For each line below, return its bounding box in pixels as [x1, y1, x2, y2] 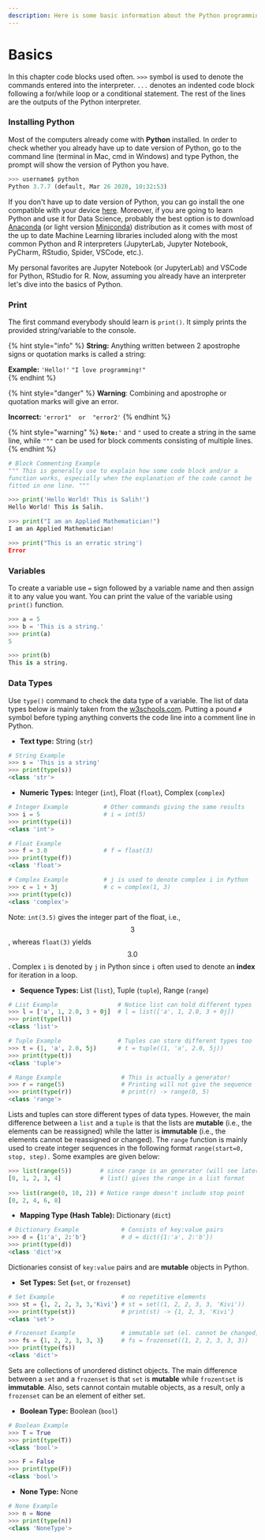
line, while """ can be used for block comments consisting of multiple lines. [8, 436, 253, 445]
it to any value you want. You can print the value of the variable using [8, 591, 233, 601]
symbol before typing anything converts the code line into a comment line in [8, 713, 256, 722]
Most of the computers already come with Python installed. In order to [8, 134, 237, 144]
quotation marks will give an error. [8, 396, 119, 406]
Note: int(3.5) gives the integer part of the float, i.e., [8, 912, 181, 921]
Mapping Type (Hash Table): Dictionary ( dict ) [19, 1211, 171, 1220]
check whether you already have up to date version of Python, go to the [8, 143, 242, 153]
